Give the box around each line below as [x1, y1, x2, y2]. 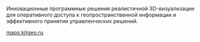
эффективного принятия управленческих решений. [6, 18, 138, 24]
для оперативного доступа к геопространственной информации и [6, 11, 177, 18]
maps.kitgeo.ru [6, 29, 44, 36]
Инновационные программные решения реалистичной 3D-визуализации [6, 5, 195, 12]
